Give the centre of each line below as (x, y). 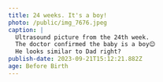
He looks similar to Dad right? (69, 52)
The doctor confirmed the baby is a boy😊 (85, 45)
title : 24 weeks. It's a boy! (58, 15)
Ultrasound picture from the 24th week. (82, 37)
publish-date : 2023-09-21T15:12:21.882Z (76, 59)
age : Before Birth (38, 66)
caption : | (26, 30)
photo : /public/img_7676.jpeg (58, 23)
